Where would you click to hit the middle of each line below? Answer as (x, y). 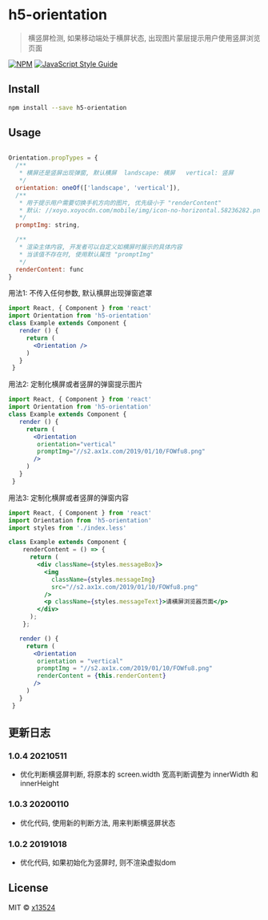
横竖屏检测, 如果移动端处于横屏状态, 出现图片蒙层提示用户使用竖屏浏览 (144, 38)
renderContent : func (50, 269)
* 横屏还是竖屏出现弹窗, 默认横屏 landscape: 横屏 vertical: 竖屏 (126, 173)
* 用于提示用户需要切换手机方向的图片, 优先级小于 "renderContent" (120, 203)
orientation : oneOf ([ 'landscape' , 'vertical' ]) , (98, 188)
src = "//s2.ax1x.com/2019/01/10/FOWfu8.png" (124, 587)
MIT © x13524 (32, 907)
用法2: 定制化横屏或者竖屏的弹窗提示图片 (76, 384)
